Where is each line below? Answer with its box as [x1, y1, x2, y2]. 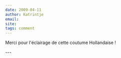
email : [5, 16, 19, 21]
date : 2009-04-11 [5, 7, 42, 12]
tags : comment [5, 26, 35, 31]
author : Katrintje [5, 12, 44, 17]
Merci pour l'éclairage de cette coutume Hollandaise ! [5, 39, 116, 45]
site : [5, 21, 17, 26]
